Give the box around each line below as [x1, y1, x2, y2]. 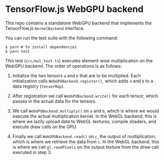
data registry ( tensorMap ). [12, 83, 65, 89]
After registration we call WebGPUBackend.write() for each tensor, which [12, 93, 159, 99]
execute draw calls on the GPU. [12, 124, 77, 130]
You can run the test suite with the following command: [5, 35, 119, 41]
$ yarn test [5, 49, 30, 54]
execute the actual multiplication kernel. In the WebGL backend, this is [12, 113, 157, 119]
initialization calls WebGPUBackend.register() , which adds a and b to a [12, 78, 154, 84]
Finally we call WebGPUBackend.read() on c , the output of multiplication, [12, 133, 157, 139]
